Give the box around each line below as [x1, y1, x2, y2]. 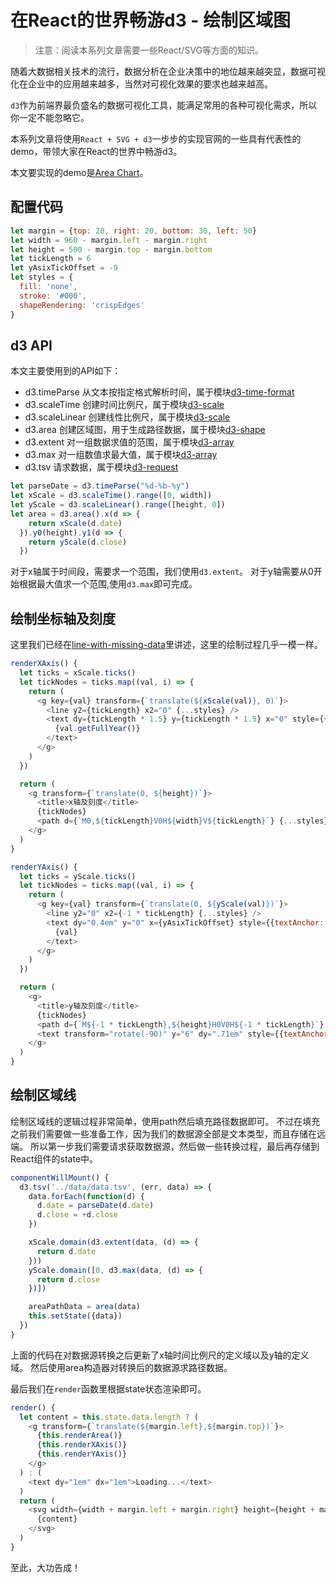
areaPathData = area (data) [28, 1302, 141, 1312]
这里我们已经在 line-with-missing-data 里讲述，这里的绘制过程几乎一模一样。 [10, 639, 323, 651]
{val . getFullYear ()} [54, 724, 141, 734]
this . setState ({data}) [28, 1311, 123, 1321]
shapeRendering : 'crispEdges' [19, 300, 145, 310]
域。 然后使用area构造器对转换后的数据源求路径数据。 [10, 1361, 233, 1373]
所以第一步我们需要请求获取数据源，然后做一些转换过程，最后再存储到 [29, 1140, 320, 1152]
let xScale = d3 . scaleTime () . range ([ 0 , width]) [10, 491, 213, 501]
